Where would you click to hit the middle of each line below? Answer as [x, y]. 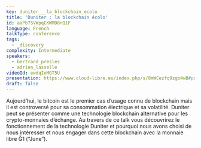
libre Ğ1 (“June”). [27, 139]
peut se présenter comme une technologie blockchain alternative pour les [97, 113]
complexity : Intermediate [38, 51]
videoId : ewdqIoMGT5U [33, 73]
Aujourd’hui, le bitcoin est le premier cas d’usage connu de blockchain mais [99, 101]
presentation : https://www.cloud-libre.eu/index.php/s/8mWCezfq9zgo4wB [97, 78]
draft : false [22, 84]
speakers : [19, 56]
